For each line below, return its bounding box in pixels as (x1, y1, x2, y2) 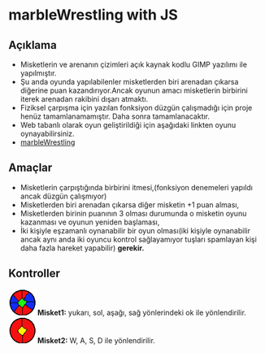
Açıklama (8, 38, 57, 52)
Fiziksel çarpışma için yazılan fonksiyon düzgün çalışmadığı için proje (20, 103, 253, 112)
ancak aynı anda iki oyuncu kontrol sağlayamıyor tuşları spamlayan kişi (20, 234, 258, 244)
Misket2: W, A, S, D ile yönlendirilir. (37, 335, 156, 345)
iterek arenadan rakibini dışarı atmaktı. (20, 94, 149, 103)
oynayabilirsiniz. (20, 129, 75, 138)
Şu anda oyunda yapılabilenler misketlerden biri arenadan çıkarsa (20, 77, 239, 86)
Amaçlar (8, 161, 53, 175)
